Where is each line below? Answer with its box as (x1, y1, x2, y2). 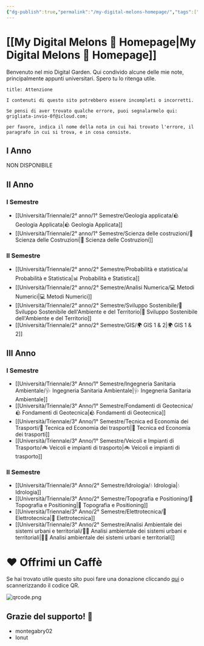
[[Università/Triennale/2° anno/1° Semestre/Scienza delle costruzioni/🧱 (15, 230, 193, 237)
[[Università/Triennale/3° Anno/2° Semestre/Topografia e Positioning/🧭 (15, 495, 193, 502)
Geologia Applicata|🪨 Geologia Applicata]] (15, 221, 123, 228)
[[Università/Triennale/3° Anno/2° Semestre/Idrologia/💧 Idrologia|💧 (15, 482, 180, 489)
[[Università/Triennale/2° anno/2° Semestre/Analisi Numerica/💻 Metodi (15, 284, 194, 291)
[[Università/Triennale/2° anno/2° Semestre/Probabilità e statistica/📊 (15, 265, 189, 273)
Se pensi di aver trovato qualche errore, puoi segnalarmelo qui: (6, 108, 178, 114)
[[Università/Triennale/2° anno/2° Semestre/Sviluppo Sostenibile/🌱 (15, 302, 183, 309)
